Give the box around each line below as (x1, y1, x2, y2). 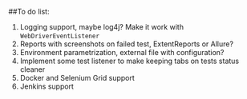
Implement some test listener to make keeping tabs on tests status (19, 56, 239, 65)
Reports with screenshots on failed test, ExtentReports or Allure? (19, 39, 234, 49)
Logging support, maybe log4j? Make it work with (19, 22, 184, 31)
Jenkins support (19, 81, 75, 91)
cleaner (19, 65, 46, 74)
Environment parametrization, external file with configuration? (19, 48, 225, 57)
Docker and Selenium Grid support (19, 73, 135, 82)
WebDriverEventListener (19, 32, 100, 40)
